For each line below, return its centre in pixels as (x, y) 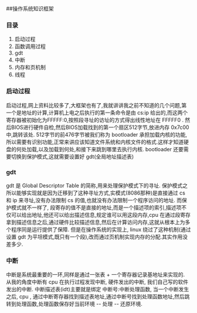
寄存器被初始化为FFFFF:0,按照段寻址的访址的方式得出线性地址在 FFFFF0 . (95, 120)
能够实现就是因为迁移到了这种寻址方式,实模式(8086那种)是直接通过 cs (101, 193)
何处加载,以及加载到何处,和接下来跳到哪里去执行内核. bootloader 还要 (100, 149)
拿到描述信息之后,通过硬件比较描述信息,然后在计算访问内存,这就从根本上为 (96, 222)
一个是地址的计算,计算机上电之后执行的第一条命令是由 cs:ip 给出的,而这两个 (97, 113)
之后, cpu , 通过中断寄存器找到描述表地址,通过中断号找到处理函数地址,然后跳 (98, 297)
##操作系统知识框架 (30, 8)
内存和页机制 (30, 67)
